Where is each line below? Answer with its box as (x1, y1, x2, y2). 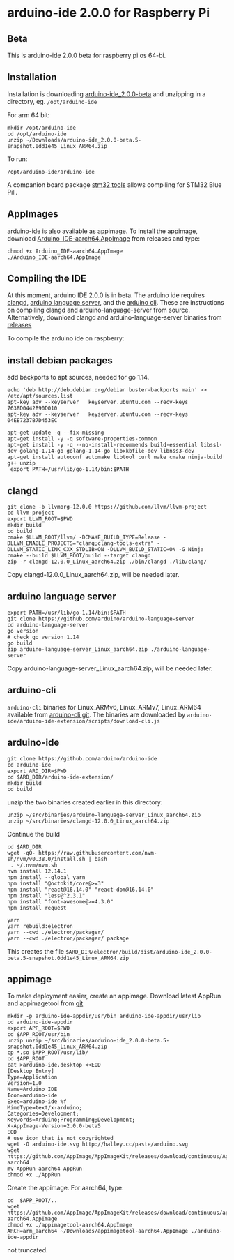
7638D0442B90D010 (7, 405, 58, 412)
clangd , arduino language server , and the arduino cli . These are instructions (7, 299, 224, 307)
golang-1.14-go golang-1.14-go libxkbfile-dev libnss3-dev (19, 448, 195, 455)
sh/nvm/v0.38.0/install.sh (7, 855, 86, 862)
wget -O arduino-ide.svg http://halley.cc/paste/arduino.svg (7, 1141, 189, 1148)
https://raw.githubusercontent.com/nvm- (38, 849, 157, 856)
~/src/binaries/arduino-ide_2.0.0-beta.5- (44, 1037, 170, 1044)
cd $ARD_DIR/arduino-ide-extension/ (7, 773, 114, 781)
